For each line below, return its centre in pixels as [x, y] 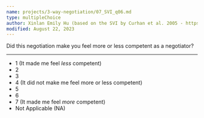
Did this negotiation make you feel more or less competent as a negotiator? [100, 46]
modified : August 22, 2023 [40, 29]
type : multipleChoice [34, 18]
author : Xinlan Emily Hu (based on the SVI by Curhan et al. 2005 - [95, 23]
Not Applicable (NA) [40, 108]
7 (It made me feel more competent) [60, 102]
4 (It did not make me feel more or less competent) [79, 83]
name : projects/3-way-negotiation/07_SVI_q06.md [69, 12]
